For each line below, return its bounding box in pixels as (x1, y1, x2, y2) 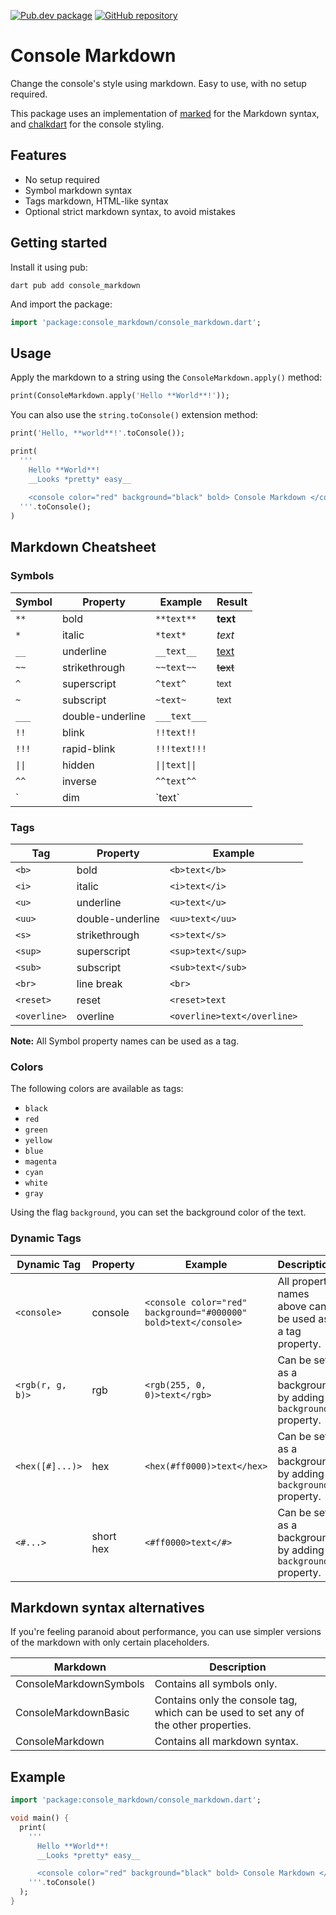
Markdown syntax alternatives (10, 1599, 205, 1616)
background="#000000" (144, 1306, 248, 1318)
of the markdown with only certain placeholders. (10, 1636, 210, 1649)
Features (10, 147, 67, 164)
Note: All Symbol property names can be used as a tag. (10, 1035, 240, 1047)
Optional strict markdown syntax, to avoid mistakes (24, 205, 236, 217)
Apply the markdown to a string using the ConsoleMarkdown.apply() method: (10, 371, 323, 384)
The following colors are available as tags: (10, 1083, 184, 1095)
